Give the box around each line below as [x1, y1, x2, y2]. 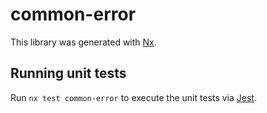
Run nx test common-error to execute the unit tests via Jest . [10, 91, 257, 103]
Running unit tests [10, 65, 127, 82]
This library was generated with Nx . [10, 36, 157, 48]
